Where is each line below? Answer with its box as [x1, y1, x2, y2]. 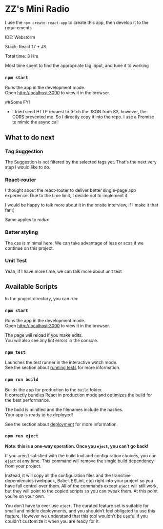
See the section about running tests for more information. [5, 365, 121, 370]
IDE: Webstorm [5, 34, 36, 40]
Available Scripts [5, 283, 58, 291]
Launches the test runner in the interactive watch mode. [5, 360, 118, 366]
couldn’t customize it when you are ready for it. [5, 518, 100, 524]
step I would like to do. [5, 164, 51, 170]
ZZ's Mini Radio [5, 3, 70, 15]
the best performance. [5, 397, 50, 403]
